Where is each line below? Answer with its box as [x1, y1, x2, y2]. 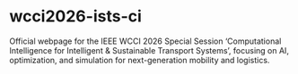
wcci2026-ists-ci [9, 6, 142, 27]
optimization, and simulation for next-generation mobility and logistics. [9, 54, 270, 65]
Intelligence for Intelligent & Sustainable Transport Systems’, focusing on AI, [9, 45, 290, 55]
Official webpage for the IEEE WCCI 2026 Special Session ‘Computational [9, 36, 282, 46]
